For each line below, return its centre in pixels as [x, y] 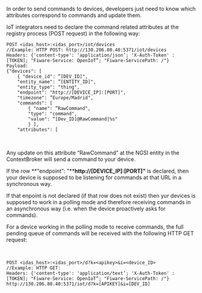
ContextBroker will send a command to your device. [71, 159]
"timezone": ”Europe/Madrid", [56, 98]
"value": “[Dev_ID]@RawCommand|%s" [73, 119]
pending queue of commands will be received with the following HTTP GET [100, 233]
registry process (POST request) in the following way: [73, 33]
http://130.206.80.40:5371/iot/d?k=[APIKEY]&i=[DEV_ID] [78, 284]
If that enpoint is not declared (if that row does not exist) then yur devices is [101, 196]
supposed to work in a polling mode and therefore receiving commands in [99, 202]
